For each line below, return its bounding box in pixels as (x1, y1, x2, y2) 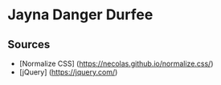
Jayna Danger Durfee (7, 6, 153, 24)
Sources (7, 38, 51, 51)
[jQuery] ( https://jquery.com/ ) (18, 67, 118, 77)
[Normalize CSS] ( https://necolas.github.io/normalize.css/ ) (18, 59, 214, 68)
